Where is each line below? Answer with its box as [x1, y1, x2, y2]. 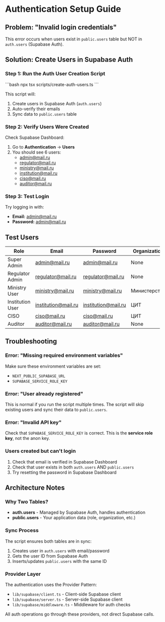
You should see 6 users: [12, 149, 61, 155]
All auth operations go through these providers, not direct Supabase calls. [5, 611, 155, 617]
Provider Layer [5, 570, 41, 577]
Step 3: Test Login [5, 193, 50, 200]
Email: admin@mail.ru [12, 214, 57, 219]
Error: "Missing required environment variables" [5, 352, 123, 359]
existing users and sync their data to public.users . [5, 407, 108, 413]
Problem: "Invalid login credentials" [5, 23, 117, 31]
